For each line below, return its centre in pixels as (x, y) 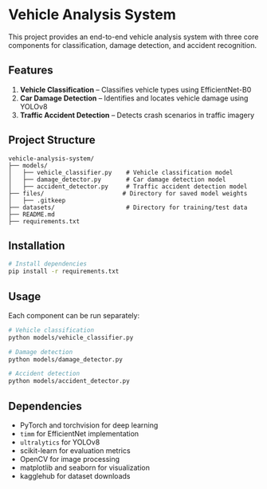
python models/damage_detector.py (66, 359)
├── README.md (32, 214)
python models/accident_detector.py (69, 381)
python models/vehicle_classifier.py (71, 337)
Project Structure (52, 140)
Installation (37, 245)
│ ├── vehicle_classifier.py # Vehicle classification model (121, 172)
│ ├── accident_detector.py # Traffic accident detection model (128, 186)
